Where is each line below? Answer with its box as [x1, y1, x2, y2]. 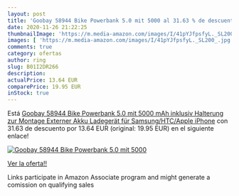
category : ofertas [7, 50, 62, 58]
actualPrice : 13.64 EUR [7, 76, 78, 84]
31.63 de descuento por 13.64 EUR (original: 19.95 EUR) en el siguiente [7, 124, 215, 133]
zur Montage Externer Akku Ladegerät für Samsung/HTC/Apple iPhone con [7, 116, 228, 125]
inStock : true [7, 89, 50, 97]
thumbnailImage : [7, 30, 55, 38]
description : [7, 70, 46, 77]
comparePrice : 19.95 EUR [7, 83, 81, 90]
